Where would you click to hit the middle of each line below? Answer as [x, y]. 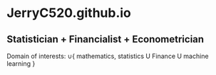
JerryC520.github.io [69, 13]
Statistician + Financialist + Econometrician [106, 39]
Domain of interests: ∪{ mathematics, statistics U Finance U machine [108, 56]
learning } [21, 64]
